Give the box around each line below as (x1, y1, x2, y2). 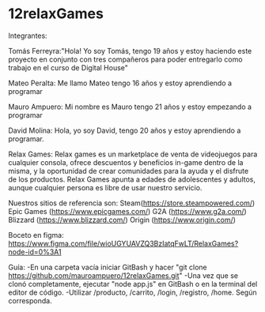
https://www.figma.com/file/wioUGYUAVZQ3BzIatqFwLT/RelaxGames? (8, 239, 239, 248)
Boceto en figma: (8, 230, 65, 239)
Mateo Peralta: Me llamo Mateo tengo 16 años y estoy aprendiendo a (8, 78, 232, 88)
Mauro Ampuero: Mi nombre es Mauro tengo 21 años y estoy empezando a (8, 102, 252, 111)
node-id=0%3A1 (8, 246, 62, 257)
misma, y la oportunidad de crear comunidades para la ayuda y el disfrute (8, 166, 249, 175)
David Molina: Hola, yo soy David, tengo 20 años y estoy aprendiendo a (8, 126, 241, 135)
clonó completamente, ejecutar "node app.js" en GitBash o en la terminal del (8, 279, 258, 288)
